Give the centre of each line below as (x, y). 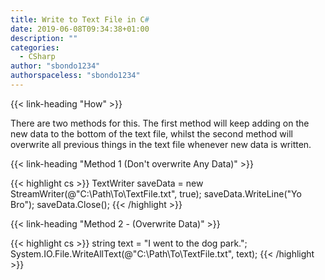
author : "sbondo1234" (55, 66)
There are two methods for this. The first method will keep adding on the (160, 123)
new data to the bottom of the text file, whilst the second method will (151, 133)
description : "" (44, 38)
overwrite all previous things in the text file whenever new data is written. (161, 144)
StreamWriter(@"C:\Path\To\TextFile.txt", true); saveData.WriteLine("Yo (156, 193)
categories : (35, 47)
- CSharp (37, 57)
